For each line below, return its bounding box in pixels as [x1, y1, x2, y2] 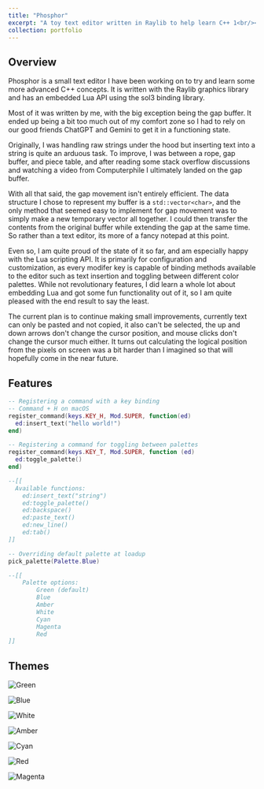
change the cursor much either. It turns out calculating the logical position [8, 337, 247, 347]
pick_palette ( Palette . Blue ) [8, 557, 101, 565]
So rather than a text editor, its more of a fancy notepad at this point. [8, 231, 229, 240]
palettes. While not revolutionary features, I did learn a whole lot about [8, 280, 236, 289]
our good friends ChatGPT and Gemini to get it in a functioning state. [8, 125, 231, 135]
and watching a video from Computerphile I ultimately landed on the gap [8, 166, 243, 175]
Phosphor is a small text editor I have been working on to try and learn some [8, 76, 255, 86]
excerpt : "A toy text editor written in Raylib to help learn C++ [8, 19, 230, 27]
